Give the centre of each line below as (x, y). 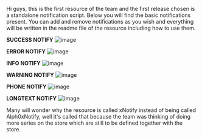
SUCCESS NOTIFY (30, 40)
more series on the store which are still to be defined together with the (95, 123)
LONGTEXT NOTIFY (32, 98)
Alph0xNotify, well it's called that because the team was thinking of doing (98, 117)
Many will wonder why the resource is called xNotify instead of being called (101, 110)
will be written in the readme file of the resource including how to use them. (101, 28)
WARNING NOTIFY (30, 75)
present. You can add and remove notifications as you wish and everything (100, 21)
